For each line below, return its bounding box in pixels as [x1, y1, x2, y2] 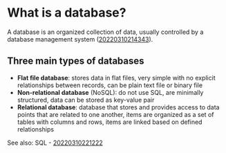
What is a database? [7, 5, 126, 21]
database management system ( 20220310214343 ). [7, 35, 153, 43]
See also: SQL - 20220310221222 [7, 138, 104, 147]
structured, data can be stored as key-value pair [17, 96, 155, 104]
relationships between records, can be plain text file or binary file [17, 81, 203, 89]
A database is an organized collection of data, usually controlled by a [7, 28, 204, 36]
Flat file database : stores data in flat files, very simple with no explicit [17, 73, 216, 82]
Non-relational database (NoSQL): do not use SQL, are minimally [17, 88, 204, 96]
